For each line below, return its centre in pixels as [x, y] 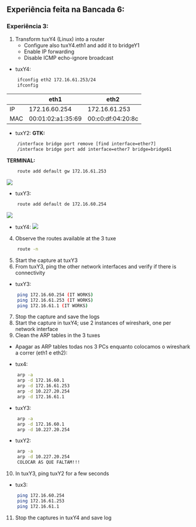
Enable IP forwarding [49, 51]
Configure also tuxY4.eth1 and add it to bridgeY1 [82, 45]
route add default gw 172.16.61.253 [62, 171]
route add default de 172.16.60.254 [62, 204]
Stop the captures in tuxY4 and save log [63, 518]
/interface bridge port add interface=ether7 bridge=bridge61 [94, 149]
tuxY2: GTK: [30, 133]
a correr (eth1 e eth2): [41, 353]
